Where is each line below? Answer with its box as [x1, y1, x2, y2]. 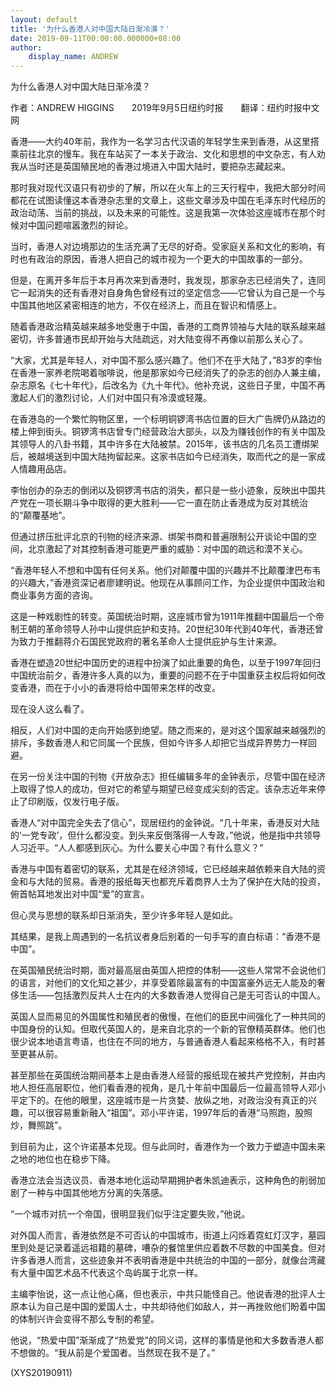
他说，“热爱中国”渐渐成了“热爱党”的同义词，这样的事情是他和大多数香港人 [10, 1334, 315, 1346]
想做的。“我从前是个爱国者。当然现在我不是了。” [18, 1347, 216, 1359]
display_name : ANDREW [28, 52, 118, 62]
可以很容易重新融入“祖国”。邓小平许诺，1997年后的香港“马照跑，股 [27, 1107, 305, 1119]
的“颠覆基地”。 [10, 509, 72, 521]
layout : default [10, 14, 78, 25]
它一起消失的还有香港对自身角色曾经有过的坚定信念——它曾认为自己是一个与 [10, 287, 326, 299]
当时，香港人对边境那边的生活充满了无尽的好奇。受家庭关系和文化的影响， [10, 241, 317, 253]
